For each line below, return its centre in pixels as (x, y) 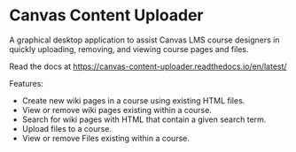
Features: (27, 83)
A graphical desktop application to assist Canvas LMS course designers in (144, 40)
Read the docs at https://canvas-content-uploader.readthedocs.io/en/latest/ (148, 66)
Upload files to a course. (67, 128)
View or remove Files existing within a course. (106, 138)
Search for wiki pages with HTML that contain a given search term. (144, 119)
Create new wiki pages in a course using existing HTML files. (133, 100)
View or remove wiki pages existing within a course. (117, 110)
